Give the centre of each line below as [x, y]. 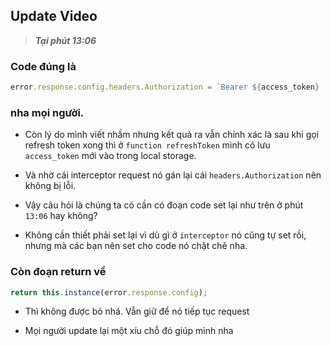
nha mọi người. [47, 112]
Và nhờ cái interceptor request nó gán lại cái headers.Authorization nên [173, 175]
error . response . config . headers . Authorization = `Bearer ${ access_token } [165, 87]
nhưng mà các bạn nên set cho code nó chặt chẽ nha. [136, 246]
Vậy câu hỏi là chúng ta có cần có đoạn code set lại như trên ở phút [164, 205]
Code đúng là [43, 66]
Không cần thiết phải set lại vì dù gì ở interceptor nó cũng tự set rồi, [165, 235]
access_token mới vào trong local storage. [110, 156]
